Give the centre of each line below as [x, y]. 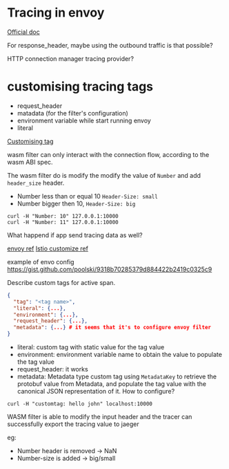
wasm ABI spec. [30, 162]
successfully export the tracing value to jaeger [73, 424]
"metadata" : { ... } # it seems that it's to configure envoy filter [112, 328]
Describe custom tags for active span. [61, 282]
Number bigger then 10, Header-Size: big [76, 203]
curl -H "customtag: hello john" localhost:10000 [80, 404]
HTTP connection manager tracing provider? [71, 58]
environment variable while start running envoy [84, 120]
